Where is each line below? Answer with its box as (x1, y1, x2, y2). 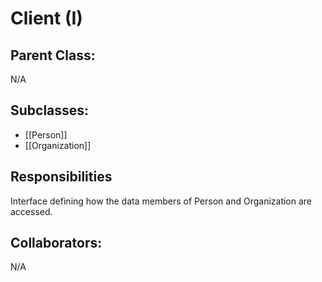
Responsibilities (10, 168, 113, 186)
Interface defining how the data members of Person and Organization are (10, 195, 313, 207)
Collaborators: (10, 235, 103, 252)
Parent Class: (10, 47, 96, 64)
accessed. (10, 205, 53, 217)
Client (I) (10, 7, 83, 30)
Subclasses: (10, 102, 90, 119)
